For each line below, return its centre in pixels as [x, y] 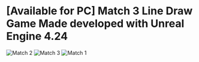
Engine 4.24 [37, 36]
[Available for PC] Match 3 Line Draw [99, 11]
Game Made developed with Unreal [95, 24]
